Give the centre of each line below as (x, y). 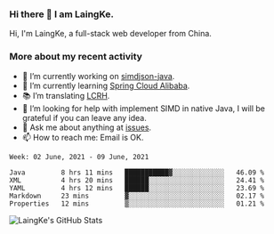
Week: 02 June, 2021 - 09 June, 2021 (79, 157)
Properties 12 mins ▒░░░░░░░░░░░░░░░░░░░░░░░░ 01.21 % (137, 204)
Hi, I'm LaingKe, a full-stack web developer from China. (110, 34)
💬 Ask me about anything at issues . (87, 127)
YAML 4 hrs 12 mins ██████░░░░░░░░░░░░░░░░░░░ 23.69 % (137, 188)
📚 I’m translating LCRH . (66, 95)
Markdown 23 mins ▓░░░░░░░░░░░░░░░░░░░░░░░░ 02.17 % (137, 196)
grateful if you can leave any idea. (84, 117)
